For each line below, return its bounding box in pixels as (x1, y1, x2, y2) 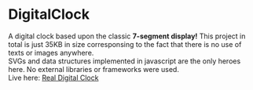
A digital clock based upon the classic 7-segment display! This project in (8, 31, 246, 41)
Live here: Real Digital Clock (8, 73, 99, 82)
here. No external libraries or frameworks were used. (8, 64, 179, 74)
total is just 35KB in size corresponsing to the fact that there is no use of (8, 39, 242, 49)
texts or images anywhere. (8, 48, 94, 57)
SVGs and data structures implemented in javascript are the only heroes (8, 56, 241, 66)
